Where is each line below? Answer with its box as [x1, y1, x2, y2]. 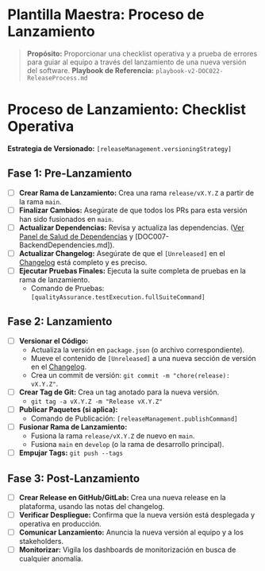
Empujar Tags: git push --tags [18, 448, 124, 458]
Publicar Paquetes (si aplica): [18, 404, 118, 414]
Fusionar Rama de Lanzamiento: [18, 422, 128, 431]
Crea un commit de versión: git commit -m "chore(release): [30, 370, 231, 379]
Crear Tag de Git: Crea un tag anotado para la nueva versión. [18, 387, 220, 397]
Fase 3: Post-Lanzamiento [7, 472, 140, 485]
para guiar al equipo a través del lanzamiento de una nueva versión [26, 57, 247, 67]
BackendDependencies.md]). [18, 240, 115, 250]
